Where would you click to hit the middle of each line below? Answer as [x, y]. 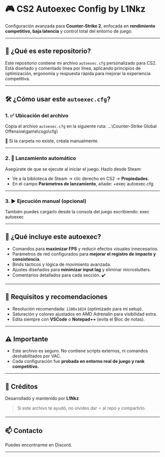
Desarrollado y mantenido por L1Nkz [42, 398]
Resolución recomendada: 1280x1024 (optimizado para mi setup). [78, 308]
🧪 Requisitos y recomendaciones [56, 297]
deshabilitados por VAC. [37, 356]
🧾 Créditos [21, 387]
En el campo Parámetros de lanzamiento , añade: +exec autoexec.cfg [83, 183]
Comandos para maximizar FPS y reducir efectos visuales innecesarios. [85, 249]
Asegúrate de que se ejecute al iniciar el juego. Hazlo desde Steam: [73, 169]
